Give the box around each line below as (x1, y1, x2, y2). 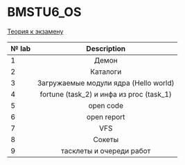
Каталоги (89, 67, 122, 77)
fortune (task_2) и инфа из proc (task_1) (39, 89, 172, 99)
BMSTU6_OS (7, 4, 82, 20)
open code (88, 100, 123, 110)
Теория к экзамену (7, 27, 64, 36)
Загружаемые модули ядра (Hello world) (37, 78, 175, 88)
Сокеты (93, 134, 119, 144)
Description (86, 43, 126, 53)
